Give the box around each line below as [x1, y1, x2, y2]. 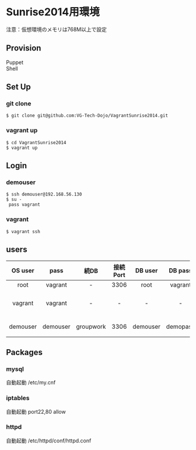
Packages [6, 347, 43, 357]
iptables [6, 394, 30, 402]
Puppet [6, 59, 24, 66]
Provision [6, 43, 41, 53]
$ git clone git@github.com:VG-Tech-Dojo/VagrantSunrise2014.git [6, 112, 168, 119]
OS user [11, 266, 35, 274]
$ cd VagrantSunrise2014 [6, 139, 66, 145]
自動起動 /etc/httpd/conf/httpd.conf [6, 437, 92, 444]
